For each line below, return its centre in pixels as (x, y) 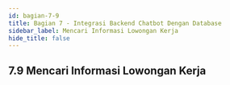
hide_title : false (39, 38)
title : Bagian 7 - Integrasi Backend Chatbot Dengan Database (115, 23)
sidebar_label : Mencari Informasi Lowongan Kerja (94, 30)
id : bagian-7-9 (34, 16)
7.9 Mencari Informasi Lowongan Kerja (107, 70)
